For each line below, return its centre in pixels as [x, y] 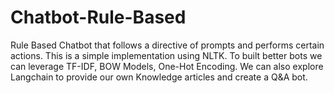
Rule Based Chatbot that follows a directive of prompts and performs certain [167, 45]
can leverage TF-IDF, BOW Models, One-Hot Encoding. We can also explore [167, 66]
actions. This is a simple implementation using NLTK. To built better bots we [166, 55]
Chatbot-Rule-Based [98, 17]
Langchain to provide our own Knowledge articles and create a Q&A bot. [159, 77]
